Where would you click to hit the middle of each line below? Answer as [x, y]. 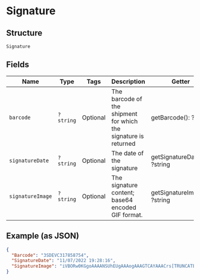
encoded [124, 207]
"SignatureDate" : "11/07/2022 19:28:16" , [64, 261]
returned [123, 143]
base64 [122, 200]
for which [124, 121]
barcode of [127, 99]
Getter [181, 81]
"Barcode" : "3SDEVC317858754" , [50, 255]
